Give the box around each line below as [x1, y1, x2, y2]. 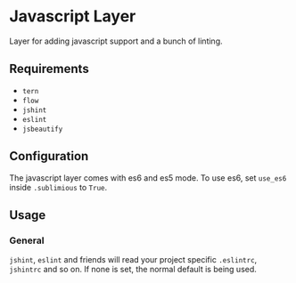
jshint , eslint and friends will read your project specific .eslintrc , [9, 255, 258, 265]
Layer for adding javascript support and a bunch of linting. [9, 36, 223, 46]
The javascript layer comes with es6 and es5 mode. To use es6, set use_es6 [9, 172, 287, 183]
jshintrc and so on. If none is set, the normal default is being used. [9, 264, 257, 275]
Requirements [9, 61, 89, 77]
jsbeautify [21, 125, 63, 133]
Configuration [9, 149, 89, 164]
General [9, 234, 45, 247]
